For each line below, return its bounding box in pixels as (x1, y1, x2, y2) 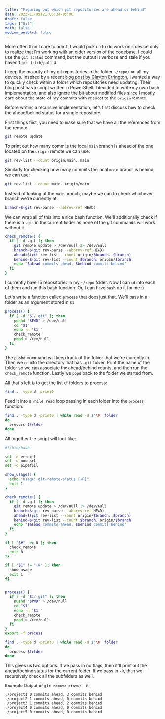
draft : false (5, 16, 32, 21)
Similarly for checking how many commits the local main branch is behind (5, 166, 154, 172)
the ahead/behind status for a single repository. (5, 110, 102, 116)
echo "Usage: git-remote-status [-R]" (9, 477, 90, 482)
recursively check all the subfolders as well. (5, 673, 94, 679)
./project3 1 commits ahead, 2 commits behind (5, 700, 102, 706)
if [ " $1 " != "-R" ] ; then (5, 563, 61, 568)
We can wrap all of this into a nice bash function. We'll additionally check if (5, 214, 157, 220)
